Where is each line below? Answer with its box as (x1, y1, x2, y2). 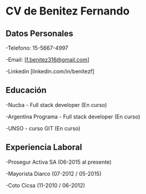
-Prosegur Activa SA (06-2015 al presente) (5, 158, 112, 166)
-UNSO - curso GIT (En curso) (5, 124, 81, 132)
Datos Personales (5, 28, 74, 39)
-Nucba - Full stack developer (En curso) (5, 101, 107, 108)
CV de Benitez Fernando (5, 4, 130, 18)
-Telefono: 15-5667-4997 (5, 44, 69, 51)
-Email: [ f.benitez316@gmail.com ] (5, 56, 90, 63)
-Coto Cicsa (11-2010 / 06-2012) (5, 181, 86, 189)
